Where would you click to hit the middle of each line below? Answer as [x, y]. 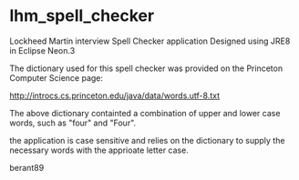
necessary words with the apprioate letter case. [99, 150]
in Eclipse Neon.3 [42, 50]
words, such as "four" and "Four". [73, 123]
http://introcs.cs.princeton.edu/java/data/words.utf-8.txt [115, 95]
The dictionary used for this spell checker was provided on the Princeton [146, 68]
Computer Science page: [56, 77]
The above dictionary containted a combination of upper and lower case [145, 113]
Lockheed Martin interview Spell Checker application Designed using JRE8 [150, 41]
